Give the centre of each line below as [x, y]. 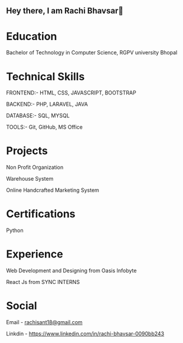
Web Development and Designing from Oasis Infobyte [71, 271]
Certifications [41, 214]
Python [15, 230]
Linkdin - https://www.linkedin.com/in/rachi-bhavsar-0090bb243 [85, 334]
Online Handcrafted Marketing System [53, 190]
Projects [27, 151]
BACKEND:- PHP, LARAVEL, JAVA [47, 104]
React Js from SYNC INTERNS [43, 282]
